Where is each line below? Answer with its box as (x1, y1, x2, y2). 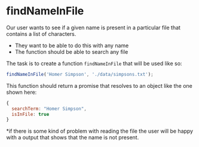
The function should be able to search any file (14, 48, 128, 55)
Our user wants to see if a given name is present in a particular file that (6, 24, 181, 31)
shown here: (6, 88, 37, 96)
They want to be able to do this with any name (14, 42, 129, 49)
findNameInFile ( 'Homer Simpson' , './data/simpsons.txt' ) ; (6, 71, 154, 77)
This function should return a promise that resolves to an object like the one (6, 82, 192, 89)
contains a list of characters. (6, 30, 76, 37)
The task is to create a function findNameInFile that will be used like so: (6, 60, 182, 67)
